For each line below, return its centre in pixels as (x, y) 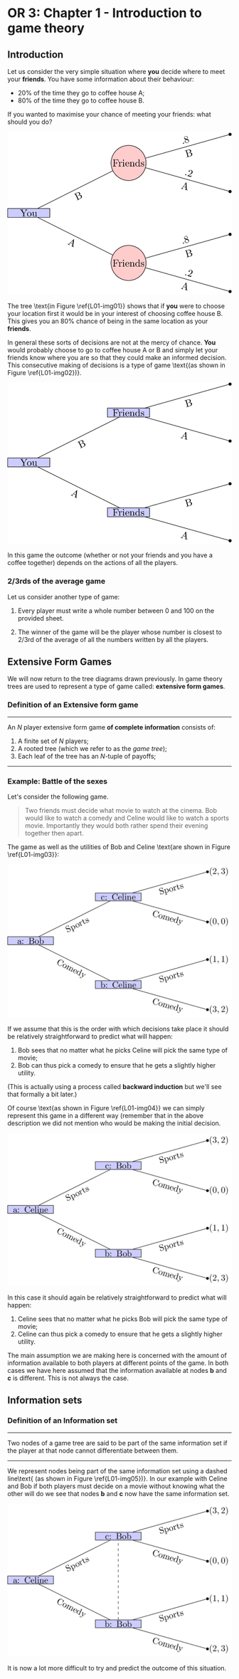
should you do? (30, 122)
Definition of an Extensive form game (73, 705)
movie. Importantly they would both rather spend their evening (116, 825)
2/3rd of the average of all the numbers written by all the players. (113, 639)
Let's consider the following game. (58, 796)
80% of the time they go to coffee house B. (81, 100)
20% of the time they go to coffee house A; (81, 93)
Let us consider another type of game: (64, 596)
